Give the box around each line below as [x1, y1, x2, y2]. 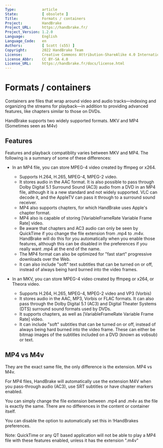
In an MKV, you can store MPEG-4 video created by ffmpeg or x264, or [12, 276, 154, 282]
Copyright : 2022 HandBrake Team [5, 48, 83, 52]
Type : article [5, 7, 57, 12]
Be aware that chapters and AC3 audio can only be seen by [19, 225, 138, 231]
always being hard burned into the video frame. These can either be [19, 326, 156, 332]
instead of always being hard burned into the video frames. [19, 266, 138, 272]
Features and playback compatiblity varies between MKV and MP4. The [5, 150, 148, 156]
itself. [5, 408, 16, 414]
